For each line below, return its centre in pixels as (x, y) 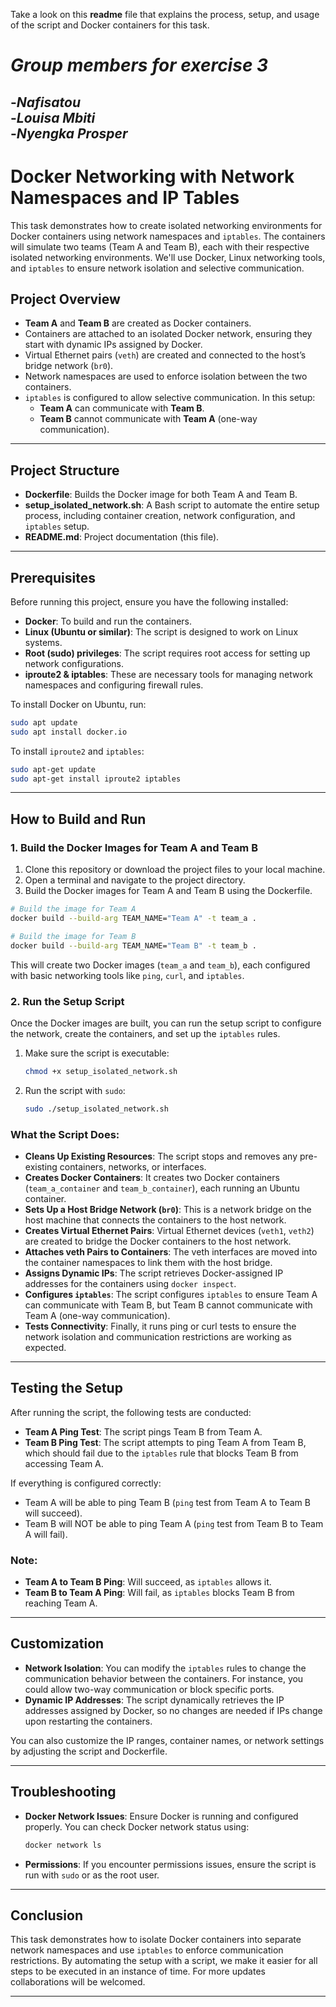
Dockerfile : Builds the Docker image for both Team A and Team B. (161, 495)
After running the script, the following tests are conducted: (131, 1412)
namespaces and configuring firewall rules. (114, 685)
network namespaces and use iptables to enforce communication (147, 1950)
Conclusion (47, 1915)
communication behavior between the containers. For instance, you (164, 1678)
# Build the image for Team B (73, 936)
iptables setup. (57, 526)
